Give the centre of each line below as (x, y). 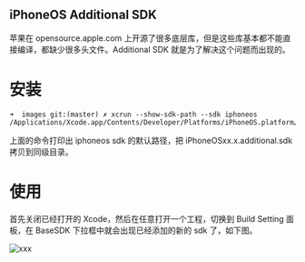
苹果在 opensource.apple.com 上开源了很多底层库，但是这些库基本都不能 (146, 38)
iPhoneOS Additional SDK (83, 15)
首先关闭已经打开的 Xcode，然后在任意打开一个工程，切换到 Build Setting (147, 218)
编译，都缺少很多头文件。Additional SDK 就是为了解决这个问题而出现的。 (153, 49)
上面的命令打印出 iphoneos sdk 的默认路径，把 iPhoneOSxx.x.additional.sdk (151, 140)
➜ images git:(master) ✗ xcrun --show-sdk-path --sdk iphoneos (133, 114)
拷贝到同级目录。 (41, 151)
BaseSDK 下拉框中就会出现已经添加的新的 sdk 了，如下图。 (146, 230)
